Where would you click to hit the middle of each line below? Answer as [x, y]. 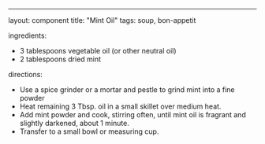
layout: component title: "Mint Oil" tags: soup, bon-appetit [102, 20]
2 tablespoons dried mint [60, 59]
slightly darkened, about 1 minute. [75, 123]
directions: [26, 74]
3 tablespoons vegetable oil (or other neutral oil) [98, 51]
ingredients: [28, 35]
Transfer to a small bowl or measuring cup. [89, 131]
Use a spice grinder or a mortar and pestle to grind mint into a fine [127, 90]
